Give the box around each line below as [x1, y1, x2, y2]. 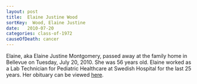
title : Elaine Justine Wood [6, 14, 78, 20]
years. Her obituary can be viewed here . [6, 72, 104, 78]
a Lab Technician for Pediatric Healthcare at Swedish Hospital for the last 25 [6, 65, 192, 72]
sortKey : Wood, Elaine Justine [6, 20, 86, 25]
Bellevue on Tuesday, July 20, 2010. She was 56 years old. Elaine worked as [6, 59, 192, 66]
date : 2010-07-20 [6, 25, 54, 31]
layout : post [6, 8, 38, 15]
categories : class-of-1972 [6, 31, 73, 37]
